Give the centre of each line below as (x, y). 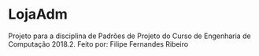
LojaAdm (38, 14)
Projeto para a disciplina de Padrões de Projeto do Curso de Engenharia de (129, 36)
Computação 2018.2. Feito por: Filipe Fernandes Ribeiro (98, 44)
